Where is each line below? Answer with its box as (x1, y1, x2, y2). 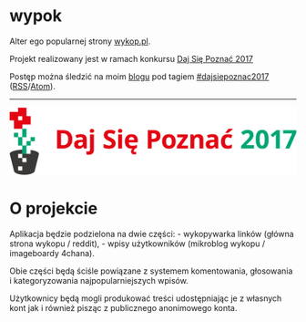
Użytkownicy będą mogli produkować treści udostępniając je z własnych (9, 293, 282, 304)
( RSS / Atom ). (9, 80, 56, 91)
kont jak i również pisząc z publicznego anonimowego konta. (9, 302, 238, 313)
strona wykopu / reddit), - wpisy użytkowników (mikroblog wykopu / (9, 238, 266, 249)
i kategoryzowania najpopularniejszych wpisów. (9, 275, 189, 286)
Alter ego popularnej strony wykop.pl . (9, 36, 151, 47)
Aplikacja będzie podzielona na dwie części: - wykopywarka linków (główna (9, 228, 294, 239)
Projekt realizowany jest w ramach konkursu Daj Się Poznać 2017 (9, 53, 253, 64)
